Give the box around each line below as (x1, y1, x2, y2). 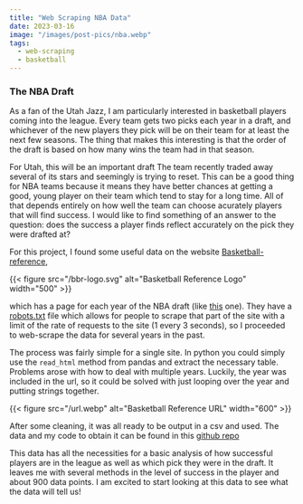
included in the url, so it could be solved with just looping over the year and (9, 376, 289, 387)
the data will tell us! (9, 486, 81, 498)
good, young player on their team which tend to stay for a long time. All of (9, 191, 284, 202)
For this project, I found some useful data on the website (9, 246, 220, 258)
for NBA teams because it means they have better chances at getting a (9, 181, 273, 192)
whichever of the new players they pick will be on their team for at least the (9, 125, 289, 136)
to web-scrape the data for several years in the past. (9, 329, 205, 340)
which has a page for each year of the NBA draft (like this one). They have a (9, 300, 292, 312)
